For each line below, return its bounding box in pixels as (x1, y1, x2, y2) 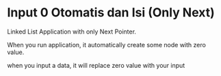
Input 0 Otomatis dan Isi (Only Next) (7, 5, 216, 21)
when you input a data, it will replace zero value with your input (7, 61, 185, 69)
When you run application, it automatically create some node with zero (7, 40, 207, 49)
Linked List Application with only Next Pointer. (7, 27, 137, 36)
